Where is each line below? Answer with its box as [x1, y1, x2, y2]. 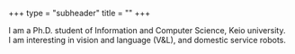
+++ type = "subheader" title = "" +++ [8, 8, 150, 18]
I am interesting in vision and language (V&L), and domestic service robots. [8, 35, 287, 45]
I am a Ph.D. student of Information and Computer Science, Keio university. [8, 25, 286, 35]
